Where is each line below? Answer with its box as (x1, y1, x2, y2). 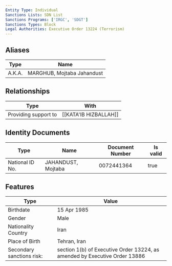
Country (8, 230, 28, 237)
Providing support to (8, 111, 57, 118)
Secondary (8, 246, 34, 253)
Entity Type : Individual (5, 7, 58, 13)
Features (5, 182, 34, 191)
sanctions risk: (8, 253, 43, 260)
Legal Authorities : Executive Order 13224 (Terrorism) (5, 27, 125, 32)
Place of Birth (8, 238, 40, 245)
